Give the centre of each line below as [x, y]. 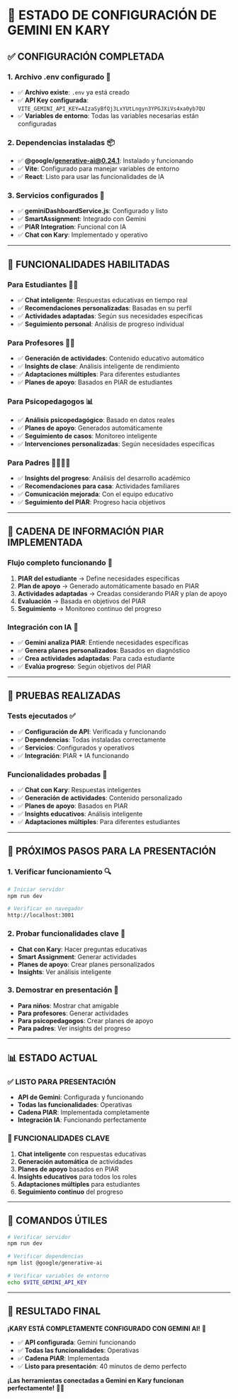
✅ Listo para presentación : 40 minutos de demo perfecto [102, 1366]
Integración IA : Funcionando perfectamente [82, 1120]
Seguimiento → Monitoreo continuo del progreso [89, 608]
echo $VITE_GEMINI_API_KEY [47, 1282]
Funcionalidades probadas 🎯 [57, 774]
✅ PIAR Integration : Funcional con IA [72, 227]
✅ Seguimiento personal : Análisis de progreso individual [101, 324]
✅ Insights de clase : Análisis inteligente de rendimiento [98, 367]
